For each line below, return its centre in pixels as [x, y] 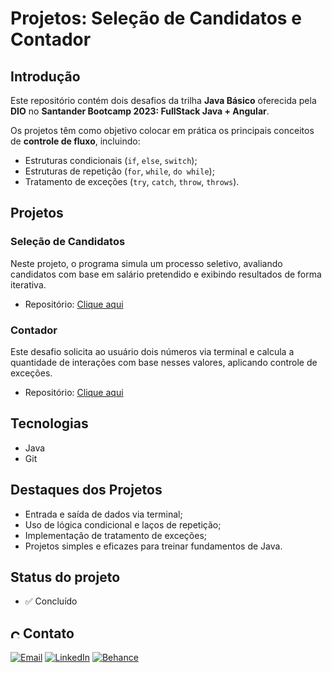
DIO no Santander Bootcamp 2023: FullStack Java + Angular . [140, 111]
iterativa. [28, 284]
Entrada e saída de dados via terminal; [103, 514]
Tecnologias [49, 423]
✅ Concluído [51, 601]
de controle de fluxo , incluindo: [75, 141]
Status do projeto [65, 577]
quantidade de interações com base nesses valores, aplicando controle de [164, 362]
